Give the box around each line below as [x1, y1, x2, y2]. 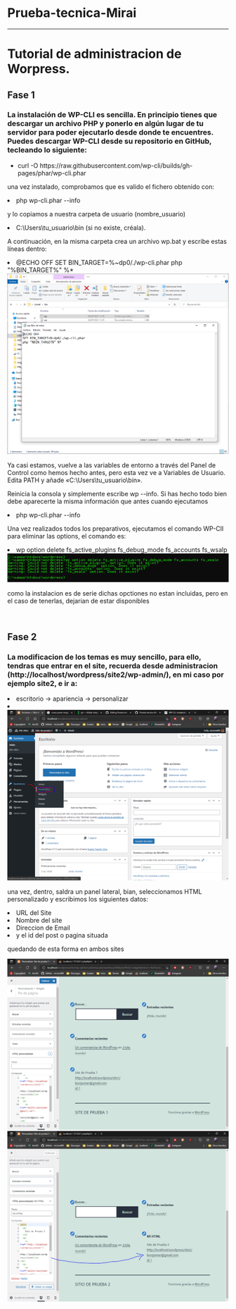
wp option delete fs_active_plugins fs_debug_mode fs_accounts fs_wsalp [16, 545, 228, 554]
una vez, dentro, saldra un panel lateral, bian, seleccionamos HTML [7, 887, 202, 896]
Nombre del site [16, 916, 63, 925]
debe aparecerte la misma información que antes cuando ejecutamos [7, 497, 209, 505]
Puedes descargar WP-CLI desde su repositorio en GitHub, [7, 136, 212, 146]
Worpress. [7, 61, 70, 77]
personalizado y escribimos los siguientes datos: [7, 895, 149, 904]
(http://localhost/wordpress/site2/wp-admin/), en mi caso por [7, 670, 224, 680]
